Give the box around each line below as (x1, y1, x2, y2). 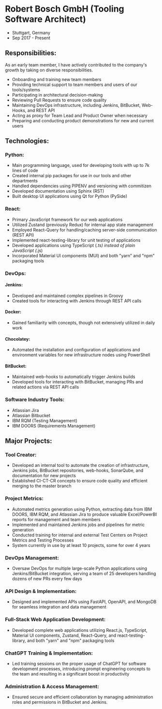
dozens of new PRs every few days (12, 576, 82, 582)
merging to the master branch (12, 483, 72, 489)
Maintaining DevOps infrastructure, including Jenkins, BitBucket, (12, 102, 141, 108)
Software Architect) (5, 14, 86, 25)
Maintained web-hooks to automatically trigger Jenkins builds (12, 374, 135, 379)
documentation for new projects (12, 473, 76, 478)
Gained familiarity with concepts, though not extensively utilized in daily (12, 320, 155, 326)
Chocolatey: (5, 336, 30, 342)
